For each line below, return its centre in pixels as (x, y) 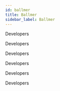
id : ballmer (18, 10)
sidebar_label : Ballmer (30, 19)
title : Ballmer (21, 15)
